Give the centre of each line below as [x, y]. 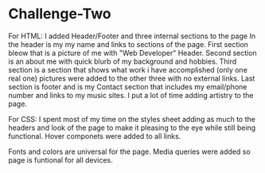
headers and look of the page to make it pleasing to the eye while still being [132, 128]
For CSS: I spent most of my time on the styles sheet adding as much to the [132, 119]
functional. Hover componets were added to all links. [95, 136]
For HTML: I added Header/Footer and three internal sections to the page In [132, 36]
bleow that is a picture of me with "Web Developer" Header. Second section [132, 53]
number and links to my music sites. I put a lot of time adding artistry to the [131, 95]
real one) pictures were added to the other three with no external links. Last [132, 78]
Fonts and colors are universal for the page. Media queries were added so [129, 151]
